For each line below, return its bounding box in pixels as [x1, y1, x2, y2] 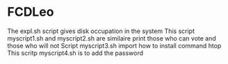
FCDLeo [7, 4, 54, 20]
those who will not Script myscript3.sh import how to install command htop [7, 41, 222, 50]
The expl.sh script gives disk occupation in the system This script [7, 27, 195, 35]
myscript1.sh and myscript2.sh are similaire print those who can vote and [7, 34, 217, 42]
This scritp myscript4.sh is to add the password [7, 49, 144, 57]
